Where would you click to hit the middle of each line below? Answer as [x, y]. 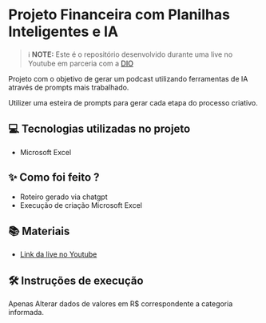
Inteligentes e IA [63, 32]
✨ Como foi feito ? [54, 177]
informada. [26, 313]
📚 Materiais [39, 231]
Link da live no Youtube [58, 254]
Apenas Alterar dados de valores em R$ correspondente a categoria [121, 304]
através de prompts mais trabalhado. [69, 87]
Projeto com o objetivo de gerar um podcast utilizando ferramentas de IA [128, 78]
